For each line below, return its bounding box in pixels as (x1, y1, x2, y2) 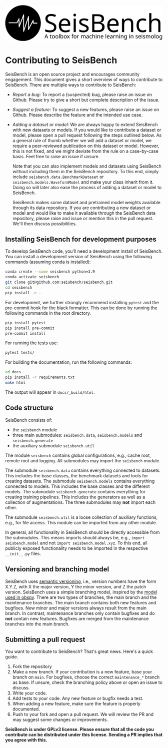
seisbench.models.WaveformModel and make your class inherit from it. (12, 179, 154, 185)
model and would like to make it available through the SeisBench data (12, 210, 156, 216)
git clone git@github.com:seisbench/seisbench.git (5, 280, 113, 285)
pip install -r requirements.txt (5, 375, 75, 380)
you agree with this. (5, 737, 47, 743)
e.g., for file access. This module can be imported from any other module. (5, 519, 157, 525)
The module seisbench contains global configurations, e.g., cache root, (5, 452, 151, 458)
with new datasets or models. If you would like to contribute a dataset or (12, 127, 161, 133)
